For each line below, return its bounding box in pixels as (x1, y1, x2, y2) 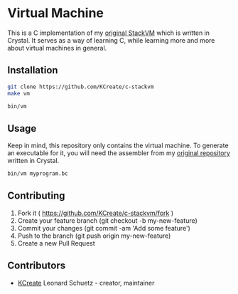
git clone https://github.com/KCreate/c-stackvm (7, 83, 154, 90)
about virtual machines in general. (7, 43, 107, 52)
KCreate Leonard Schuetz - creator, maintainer (17, 278, 155, 287)
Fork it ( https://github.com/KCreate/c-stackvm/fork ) (17, 209, 174, 217)
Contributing (7, 190, 65, 202)
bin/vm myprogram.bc (7, 170, 69, 177)
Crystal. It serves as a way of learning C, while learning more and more (7, 36, 215, 44)
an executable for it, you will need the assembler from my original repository (7, 149, 231, 157)
